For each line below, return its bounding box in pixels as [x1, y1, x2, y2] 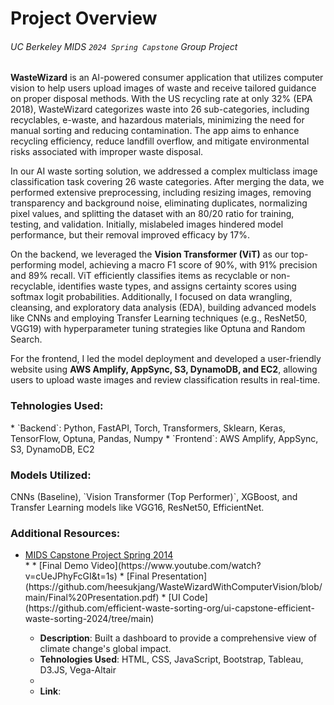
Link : [39, 685, 62, 697]
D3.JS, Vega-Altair [39, 664, 117, 676]
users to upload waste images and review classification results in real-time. [10, 374, 321, 386]
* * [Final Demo [24, 560, 89, 572]
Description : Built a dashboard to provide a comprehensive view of [39, 632, 318, 644]
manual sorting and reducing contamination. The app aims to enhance [10, 125, 300, 137]
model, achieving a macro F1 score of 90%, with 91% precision [58, 259, 318, 271]
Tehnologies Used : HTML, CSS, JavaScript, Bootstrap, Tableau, [39, 653, 304, 666]
